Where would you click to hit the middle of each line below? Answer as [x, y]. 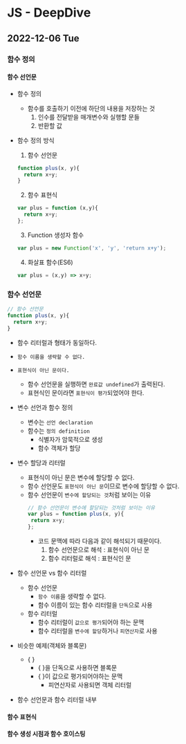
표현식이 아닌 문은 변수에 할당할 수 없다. [81, 477]
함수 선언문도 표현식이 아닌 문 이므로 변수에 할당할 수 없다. [103, 486]
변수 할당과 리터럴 [41, 463]
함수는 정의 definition [58, 431]
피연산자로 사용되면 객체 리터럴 [90, 685]
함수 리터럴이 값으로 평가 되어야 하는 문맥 [91, 622]
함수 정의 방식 [36, 140]
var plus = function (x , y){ [57, 208]
